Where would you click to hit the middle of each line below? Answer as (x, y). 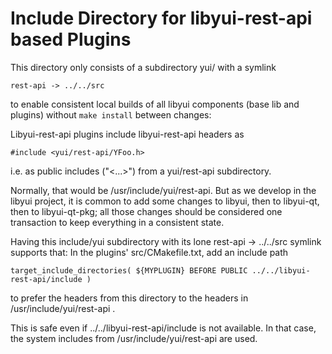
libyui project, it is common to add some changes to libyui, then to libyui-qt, (165, 201)
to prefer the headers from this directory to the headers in (129, 298)
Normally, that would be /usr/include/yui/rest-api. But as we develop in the (163, 190)
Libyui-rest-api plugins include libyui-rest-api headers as (127, 134)
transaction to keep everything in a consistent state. (117, 222)
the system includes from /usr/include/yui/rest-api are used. (134, 338)
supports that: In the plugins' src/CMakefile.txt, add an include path (149, 252)
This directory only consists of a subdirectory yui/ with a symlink (143, 67)
